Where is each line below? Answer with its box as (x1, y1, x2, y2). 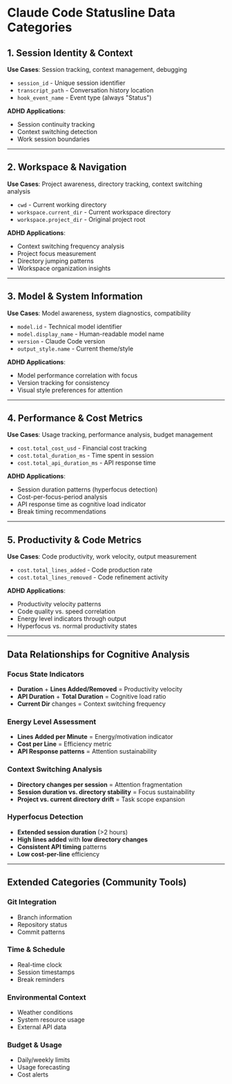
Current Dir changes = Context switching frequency (17, 700, 166, 708)
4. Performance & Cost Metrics (7, 413, 143, 424)
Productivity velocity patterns (17, 600, 101, 608)
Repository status (17, 920, 68, 928)
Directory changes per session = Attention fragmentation (17, 780, 183, 789)
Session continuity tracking (17, 120, 95, 129)
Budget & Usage (7, 1040, 62, 1050)
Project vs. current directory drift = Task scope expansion (17, 795, 185, 803)
